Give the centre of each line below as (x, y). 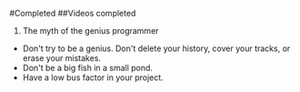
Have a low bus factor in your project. (93, 77)
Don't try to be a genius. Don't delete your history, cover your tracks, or (156, 48)
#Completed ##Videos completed (73, 13)
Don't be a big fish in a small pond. (87, 68)
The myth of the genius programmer (90, 31)
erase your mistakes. (62, 58)
